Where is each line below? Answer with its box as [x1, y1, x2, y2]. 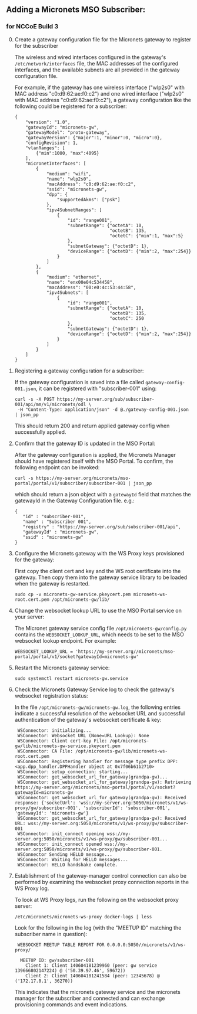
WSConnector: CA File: [17, 748, 74, 754]
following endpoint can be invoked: [14, 463, 100, 471]
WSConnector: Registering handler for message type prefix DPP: [17, 758, 178, 764]
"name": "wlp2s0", [46, 176, 92, 182]
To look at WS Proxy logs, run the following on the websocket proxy [14, 896, 179, 903]
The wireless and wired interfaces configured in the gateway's [14, 53, 166, 61]
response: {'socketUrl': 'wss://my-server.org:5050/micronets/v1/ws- [14, 800, 189, 806]
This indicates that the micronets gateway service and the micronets [14, 988, 181, 995]
